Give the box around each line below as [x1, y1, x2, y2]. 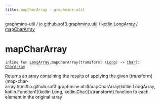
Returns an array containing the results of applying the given [5, 73, 128, 79]
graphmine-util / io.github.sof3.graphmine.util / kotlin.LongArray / [5, 21, 138, 27]
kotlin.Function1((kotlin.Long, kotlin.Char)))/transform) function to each [5, 89, 149, 95]
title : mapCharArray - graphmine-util [5, 7, 85, 12]
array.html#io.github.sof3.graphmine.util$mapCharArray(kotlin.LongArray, [5, 83, 156, 89]
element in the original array [5, 94, 63, 100]
